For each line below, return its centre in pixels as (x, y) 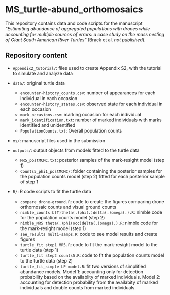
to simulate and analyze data (43, 73)
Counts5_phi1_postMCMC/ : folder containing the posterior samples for (91, 171)
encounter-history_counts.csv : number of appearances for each (88, 93)
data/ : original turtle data (39, 83)
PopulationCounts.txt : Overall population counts (71, 130)
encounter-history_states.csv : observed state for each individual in (92, 104)
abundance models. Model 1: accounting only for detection (82, 271)
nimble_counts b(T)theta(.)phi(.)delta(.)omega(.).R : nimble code (91, 212)
